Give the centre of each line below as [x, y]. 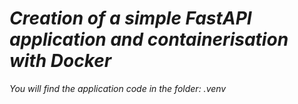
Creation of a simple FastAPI [130, 18]
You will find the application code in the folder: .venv [118, 88]
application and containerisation [149, 39]
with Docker [60, 61]
